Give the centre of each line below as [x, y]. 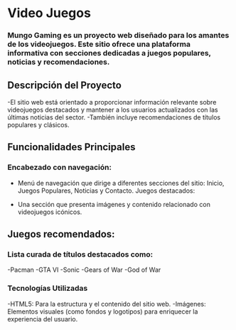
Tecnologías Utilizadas [48, 288]
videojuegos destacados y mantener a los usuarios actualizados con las [113, 110]
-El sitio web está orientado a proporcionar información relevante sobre [112, 102]
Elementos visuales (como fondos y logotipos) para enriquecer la [103, 312]
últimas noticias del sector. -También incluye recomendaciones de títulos [114, 117]
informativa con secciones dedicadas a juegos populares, [109, 53]
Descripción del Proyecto [65, 85]
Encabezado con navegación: [60, 167]
